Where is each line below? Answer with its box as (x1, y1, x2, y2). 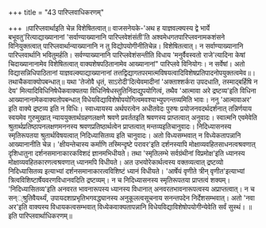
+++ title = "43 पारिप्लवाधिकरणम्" (8, 8, 105, 17)
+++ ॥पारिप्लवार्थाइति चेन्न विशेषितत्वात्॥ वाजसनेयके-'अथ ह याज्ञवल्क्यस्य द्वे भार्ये (8, 24, 210, 33)
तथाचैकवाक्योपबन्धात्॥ (8, 77, 65, 87)
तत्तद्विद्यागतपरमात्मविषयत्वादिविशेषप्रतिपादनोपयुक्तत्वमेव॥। (113, 68, 256, 77)
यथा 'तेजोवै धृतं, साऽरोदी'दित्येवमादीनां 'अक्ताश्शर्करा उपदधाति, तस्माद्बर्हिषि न (66, 77, 258, 87)
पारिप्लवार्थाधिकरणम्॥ (18, 211, 73, 220)
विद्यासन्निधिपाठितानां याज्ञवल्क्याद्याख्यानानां (8, 68, 113, 77)
